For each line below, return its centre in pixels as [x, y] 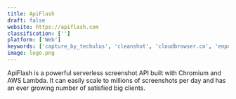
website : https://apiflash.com [53, 27]
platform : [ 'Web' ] [34, 40]
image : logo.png [31, 53]
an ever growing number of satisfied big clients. [77, 88]
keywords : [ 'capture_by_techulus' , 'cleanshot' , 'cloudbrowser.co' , [110, 46]
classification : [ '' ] [39, 33]
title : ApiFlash [31, 14]
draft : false [26, 20]
